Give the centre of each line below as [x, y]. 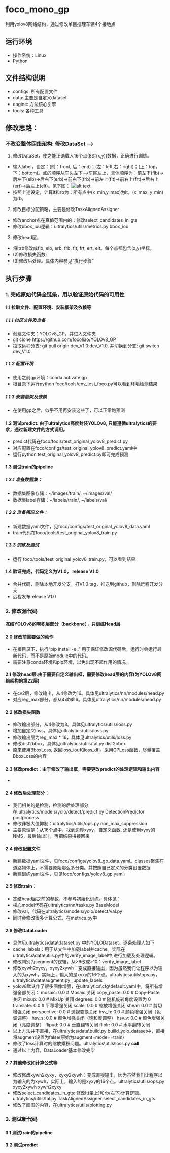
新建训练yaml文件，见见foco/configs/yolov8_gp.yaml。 [70, 874]
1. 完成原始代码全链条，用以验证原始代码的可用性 [65, 294]
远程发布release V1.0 [34, 596]
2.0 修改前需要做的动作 [29, 637]
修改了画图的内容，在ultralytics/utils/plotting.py [62, 1105]
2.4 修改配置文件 [23, 849]
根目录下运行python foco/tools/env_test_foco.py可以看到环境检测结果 [85, 384]
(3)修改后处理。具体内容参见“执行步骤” [53, 261]
